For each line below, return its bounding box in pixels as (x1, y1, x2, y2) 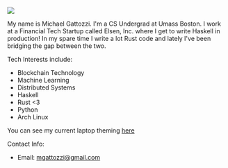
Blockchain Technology (17, 69, 85, 76)
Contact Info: (7, 140, 45, 148)
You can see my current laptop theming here (7, 126, 135, 135)
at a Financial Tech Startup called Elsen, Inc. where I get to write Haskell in (7, 27, 220, 35)
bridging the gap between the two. (7, 42, 106, 50)
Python (17, 106, 38, 114)
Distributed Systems (17, 83, 76, 92)
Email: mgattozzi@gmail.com (17, 153, 101, 161)
